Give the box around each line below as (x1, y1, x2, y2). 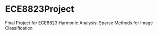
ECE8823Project (5, 3, 74, 15)
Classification (5, 25, 33, 31)
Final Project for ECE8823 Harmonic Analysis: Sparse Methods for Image (5, 20, 153, 26)
